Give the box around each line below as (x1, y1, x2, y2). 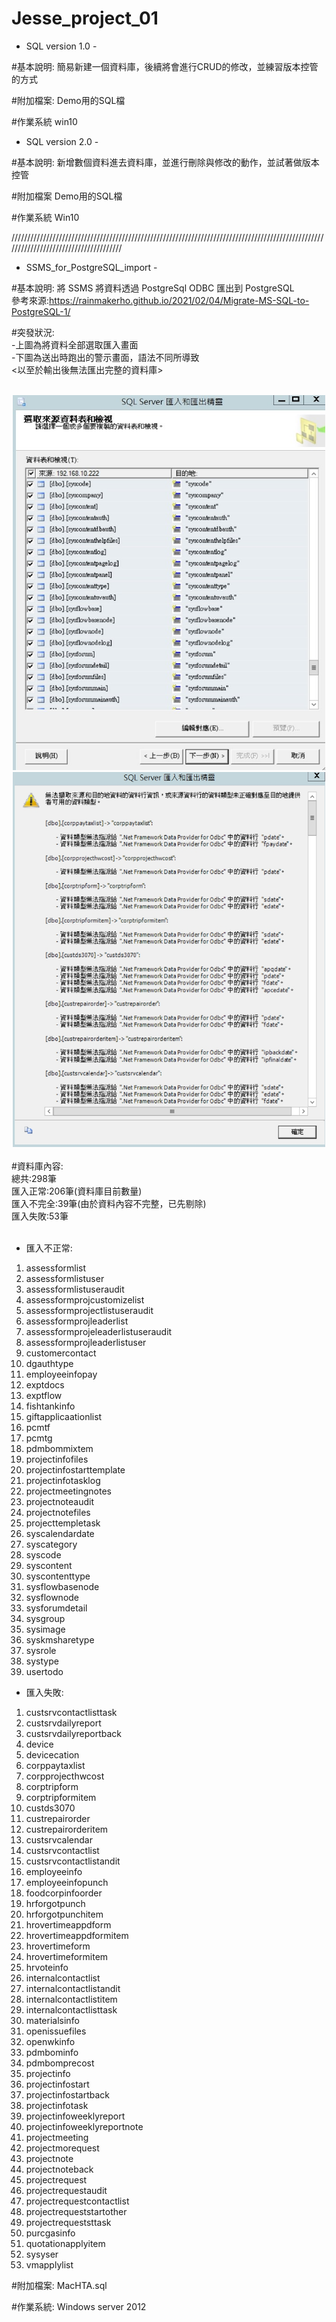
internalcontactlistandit (25, 1982, 121, 1994)
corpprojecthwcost (25, 1770, 105, 1782)
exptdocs (25, 1378, 65, 1391)
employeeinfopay (25, 1368, 98, 1380)
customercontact (25, 1347, 97, 1359)
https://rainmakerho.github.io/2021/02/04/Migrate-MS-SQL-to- (49, 294, 310, 306)
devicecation (25, 1748, 80, 1761)
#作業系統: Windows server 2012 (11, 2300, 147, 2312)
